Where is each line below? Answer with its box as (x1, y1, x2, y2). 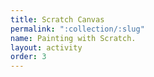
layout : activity (10, 42, 83, 53)
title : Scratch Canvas (10, 14, 105, 25)
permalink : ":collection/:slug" (10, 24, 145, 34)
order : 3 (10, 52, 47, 62)
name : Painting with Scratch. (10, 33, 137, 43)
